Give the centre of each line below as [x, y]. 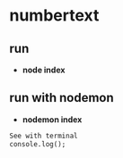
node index [44, 70]
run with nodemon [61, 98]
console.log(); [38, 144]
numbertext [54, 16]
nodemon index [52, 119]
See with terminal [44, 136]
